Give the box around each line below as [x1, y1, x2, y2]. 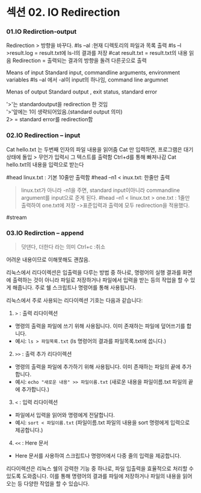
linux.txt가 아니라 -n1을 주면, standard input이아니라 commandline [20, 186, 181, 194]
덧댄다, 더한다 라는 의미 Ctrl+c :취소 [20, 243, 106, 250]
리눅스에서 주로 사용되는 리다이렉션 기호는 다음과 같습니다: [6, 297, 143, 304]
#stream [6, 214, 27, 221]
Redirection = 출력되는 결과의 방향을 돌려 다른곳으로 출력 [12, 57, 147, 64]
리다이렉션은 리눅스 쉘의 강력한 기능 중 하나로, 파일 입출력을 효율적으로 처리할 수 [6, 465, 194, 472]
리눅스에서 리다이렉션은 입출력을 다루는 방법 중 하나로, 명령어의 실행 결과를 [6, 269, 182, 276]
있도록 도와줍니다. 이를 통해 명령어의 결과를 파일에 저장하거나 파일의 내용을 [6, 472, 182, 480]
